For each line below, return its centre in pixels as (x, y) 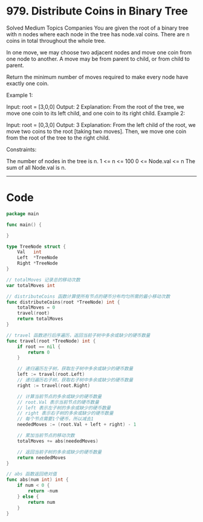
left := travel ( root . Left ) (51, 375)
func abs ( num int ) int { (37, 480)
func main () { (24, 225)
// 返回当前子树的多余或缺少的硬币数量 (60, 452)
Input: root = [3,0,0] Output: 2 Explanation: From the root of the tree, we (95, 106)
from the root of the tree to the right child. (58, 138)
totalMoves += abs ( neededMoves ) (58, 441)
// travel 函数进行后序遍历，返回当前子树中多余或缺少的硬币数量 (78, 335)
